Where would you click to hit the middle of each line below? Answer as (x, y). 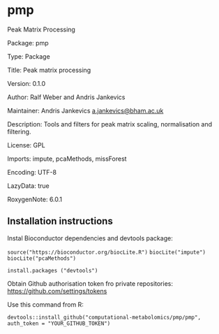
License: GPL (26, 145)
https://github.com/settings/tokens (57, 291)
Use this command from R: (45, 304)
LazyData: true (29, 186)
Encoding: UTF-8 (32, 172)
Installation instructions (60, 221)
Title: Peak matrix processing (49, 70)
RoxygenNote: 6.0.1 (35, 199)
